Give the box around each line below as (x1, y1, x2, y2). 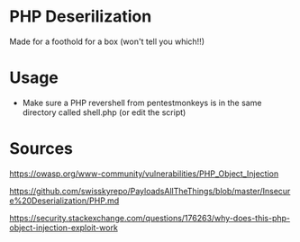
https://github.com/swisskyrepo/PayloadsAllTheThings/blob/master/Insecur (9, 185, 291, 196)
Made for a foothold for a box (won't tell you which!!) (9, 36, 205, 47)
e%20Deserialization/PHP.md (9, 195, 120, 206)
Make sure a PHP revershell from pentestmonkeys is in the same (22, 97, 262, 108)
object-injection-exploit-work (9, 222, 119, 233)
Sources (9, 139, 74, 159)
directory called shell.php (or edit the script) (22, 106, 186, 118)
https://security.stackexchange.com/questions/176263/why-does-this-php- (9, 212, 291, 223)
